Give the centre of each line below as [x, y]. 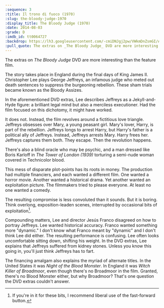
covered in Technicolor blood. [35, 160]
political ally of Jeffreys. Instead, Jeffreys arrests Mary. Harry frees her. [77, 135]
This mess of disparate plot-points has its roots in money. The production [79, 169]
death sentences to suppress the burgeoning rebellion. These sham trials [79, 85]
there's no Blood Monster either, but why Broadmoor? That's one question [80, 276]
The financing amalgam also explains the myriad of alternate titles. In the [78, 261]
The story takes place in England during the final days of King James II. [77, 74]
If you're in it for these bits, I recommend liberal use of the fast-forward [83, 295]
